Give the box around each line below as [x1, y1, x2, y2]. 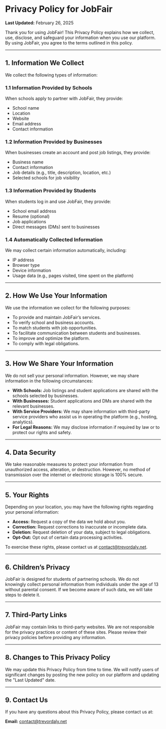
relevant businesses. [12, 403, 55, 409]
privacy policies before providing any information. [5, 634, 106, 640]
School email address [12, 208, 57, 214]
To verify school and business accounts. [12, 320, 95, 325]
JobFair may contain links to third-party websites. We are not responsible [5, 624, 155, 630]
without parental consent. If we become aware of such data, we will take [5, 587, 153, 592]
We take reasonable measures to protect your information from [5, 461, 133, 467]
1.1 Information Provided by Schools [5, 84, 92, 91]
